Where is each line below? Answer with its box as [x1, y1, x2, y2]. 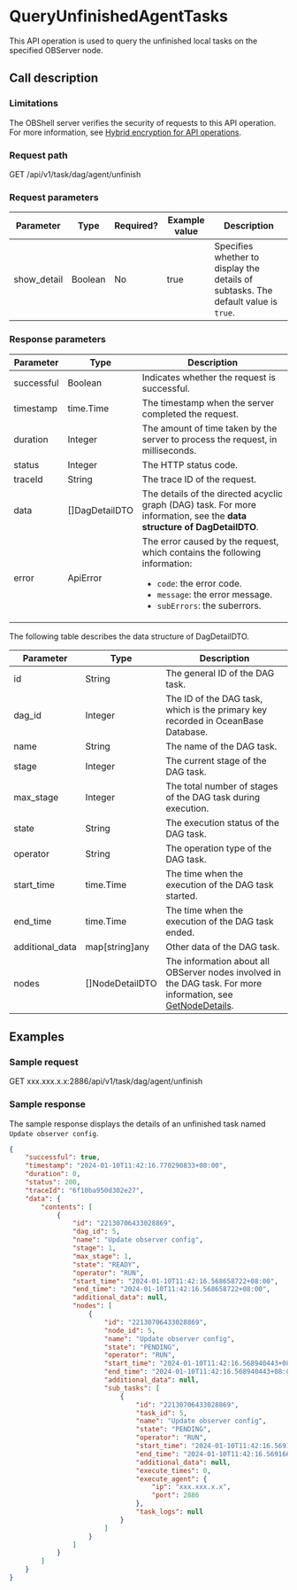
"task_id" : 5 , [135, 1408, 188, 1417]
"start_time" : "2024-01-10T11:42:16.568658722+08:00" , [72, 1276, 278, 1286]
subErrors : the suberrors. [156, 599, 262, 612]
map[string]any [85, 940, 150, 953]
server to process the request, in [141, 433, 278, 445]
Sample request [9, 1056, 79, 1068]
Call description [9, 71, 99, 86]
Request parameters [9, 191, 99, 203]
